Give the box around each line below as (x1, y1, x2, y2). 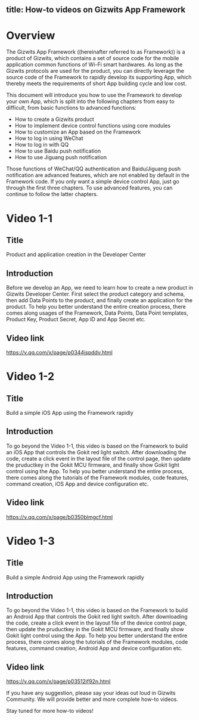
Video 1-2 (6, 370, 55, 383)
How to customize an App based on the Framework (14, 128, 141, 136)
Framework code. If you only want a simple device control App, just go (6, 178, 180, 185)
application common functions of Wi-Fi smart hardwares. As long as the (6, 61, 183, 68)
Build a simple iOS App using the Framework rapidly (6, 409, 134, 416)
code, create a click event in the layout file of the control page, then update (6, 455, 191, 462)
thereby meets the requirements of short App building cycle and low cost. (6, 80, 187, 87)
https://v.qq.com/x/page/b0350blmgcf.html (6, 513, 113, 520)
